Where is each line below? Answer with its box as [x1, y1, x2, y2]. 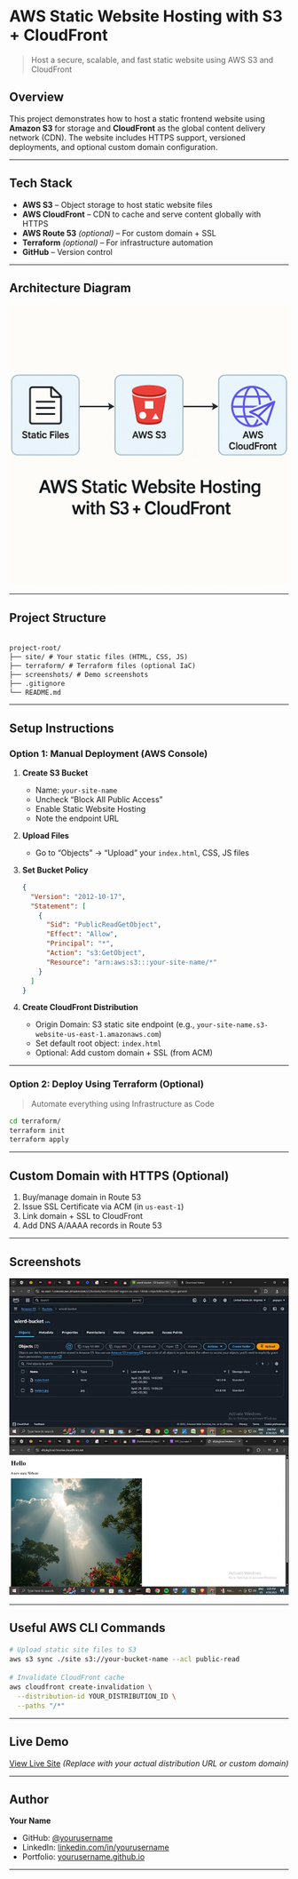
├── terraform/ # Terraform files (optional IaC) [9, 662, 197, 671]
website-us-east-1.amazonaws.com [35, 1031, 160, 1039]
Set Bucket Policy [21, 864, 89, 875]
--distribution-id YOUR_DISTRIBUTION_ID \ [17, 1692, 176, 1701]
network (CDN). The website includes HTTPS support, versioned [9, 131, 246, 143]
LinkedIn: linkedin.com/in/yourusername [21, 1842, 170, 1853]
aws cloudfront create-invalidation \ [9, 1683, 153, 1692]
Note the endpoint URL [35, 813, 120, 824]
